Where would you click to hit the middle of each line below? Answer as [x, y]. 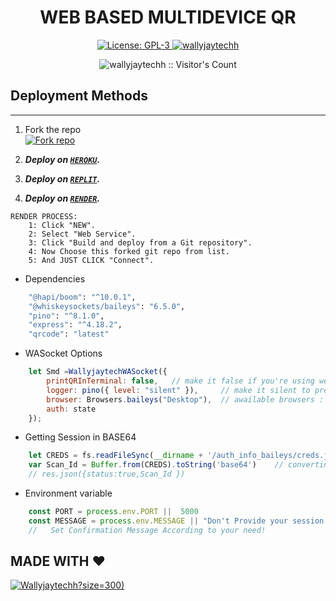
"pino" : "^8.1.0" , [66, 316]
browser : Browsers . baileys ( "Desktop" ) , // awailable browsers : [185, 399]
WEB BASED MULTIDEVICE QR [168, 17]
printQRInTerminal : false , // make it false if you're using [180, 381]
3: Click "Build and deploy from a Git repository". [140, 242]
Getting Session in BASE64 [80, 437]
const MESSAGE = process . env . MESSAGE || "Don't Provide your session [176, 521]
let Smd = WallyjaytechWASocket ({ [98, 372]
